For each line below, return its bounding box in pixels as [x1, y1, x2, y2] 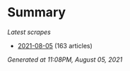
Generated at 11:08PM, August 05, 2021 [7, 55, 123, 64]
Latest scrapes [7, 28, 51, 36]
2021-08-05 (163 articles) [17, 41, 93, 50]
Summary [7, 4, 66, 21]
